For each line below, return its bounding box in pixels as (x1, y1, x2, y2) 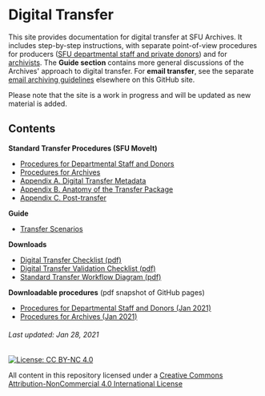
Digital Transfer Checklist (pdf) (19, 255, 122, 265)
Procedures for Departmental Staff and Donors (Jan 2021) (19, 303, 212, 313)
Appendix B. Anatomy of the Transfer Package (19, 184, 174, 194)
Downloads (8, 239, 47, 249)
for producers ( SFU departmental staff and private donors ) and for (8, 49, 227, 59)
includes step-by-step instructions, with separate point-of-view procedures (8, 40, 258, 50)
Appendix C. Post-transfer (19, 192, 106, 202)
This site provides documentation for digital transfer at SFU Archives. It (8, 32, 243, 42)
